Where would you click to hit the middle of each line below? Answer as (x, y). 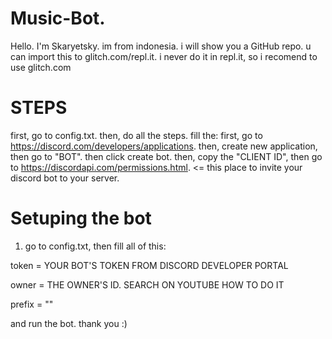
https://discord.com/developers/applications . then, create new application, (164, 146)
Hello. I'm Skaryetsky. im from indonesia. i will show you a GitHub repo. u (161, 46)
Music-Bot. (58, 18)
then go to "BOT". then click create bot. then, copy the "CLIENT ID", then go (166, 156)
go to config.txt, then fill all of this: (95, 246)
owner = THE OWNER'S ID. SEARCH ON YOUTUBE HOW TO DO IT (147, 284)
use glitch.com (41, 67)
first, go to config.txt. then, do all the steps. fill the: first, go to (136, 135)
